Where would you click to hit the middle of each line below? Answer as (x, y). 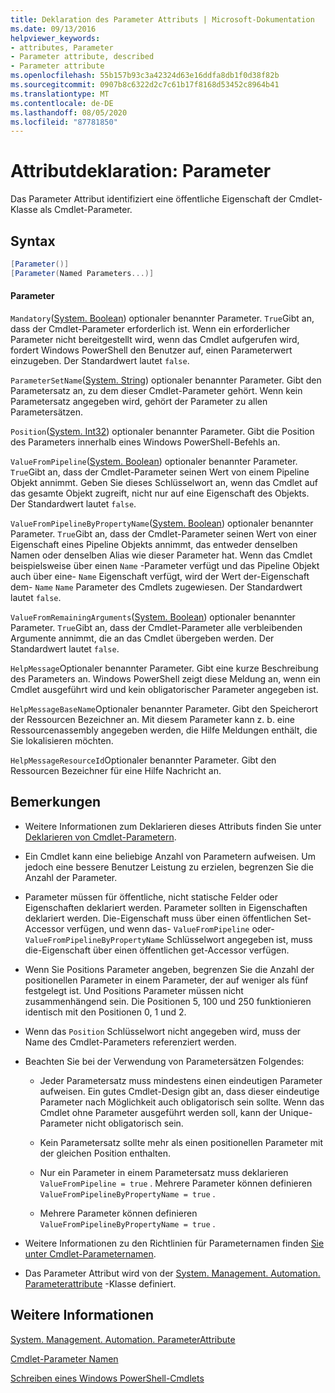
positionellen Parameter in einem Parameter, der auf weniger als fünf (166, 980)
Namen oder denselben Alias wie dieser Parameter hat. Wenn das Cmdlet (161, 555)
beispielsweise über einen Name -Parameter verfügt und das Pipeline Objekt (165, 565)
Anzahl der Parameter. (71, 877)
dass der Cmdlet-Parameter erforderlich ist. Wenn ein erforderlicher (150, 328)
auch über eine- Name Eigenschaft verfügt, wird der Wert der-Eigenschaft (160, 576)
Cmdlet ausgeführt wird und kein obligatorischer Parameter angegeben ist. (164, 689)
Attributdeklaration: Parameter (141, 171)
